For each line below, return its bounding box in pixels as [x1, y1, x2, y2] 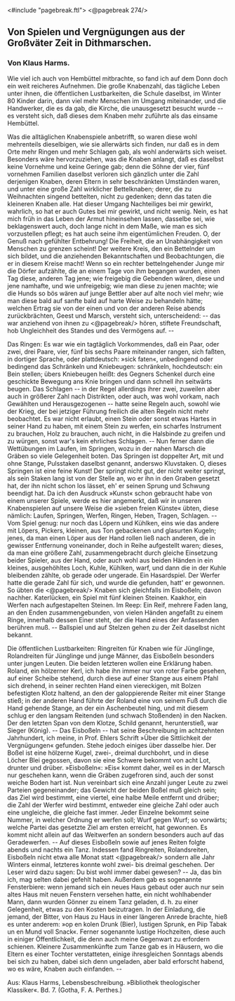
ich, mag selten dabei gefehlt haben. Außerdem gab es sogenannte [7, 875, 202, 883]
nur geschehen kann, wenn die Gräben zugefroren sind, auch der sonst [7, 771, 214, 779]
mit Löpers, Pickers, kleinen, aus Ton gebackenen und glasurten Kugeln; [7, 526, 216, 535]
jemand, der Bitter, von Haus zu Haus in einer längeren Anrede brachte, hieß [7, 912, 228, 921]
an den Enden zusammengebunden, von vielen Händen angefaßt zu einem [7, 608, 223, 617]
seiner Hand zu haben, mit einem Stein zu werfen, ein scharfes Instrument [7, 422, 222, 430]
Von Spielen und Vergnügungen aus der [7, 26, 186, 38]
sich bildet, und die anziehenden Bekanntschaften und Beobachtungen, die [7, 252, 224, 260]
